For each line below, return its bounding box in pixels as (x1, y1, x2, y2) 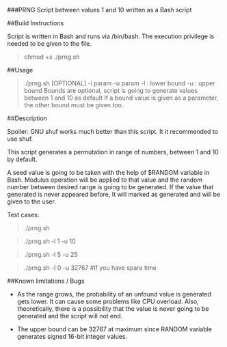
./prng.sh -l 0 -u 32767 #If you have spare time (23, 264, 157, 272)
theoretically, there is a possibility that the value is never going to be (16, 305, 209, 313)
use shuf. (7, 135, 34, 143)
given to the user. (7, 197, 56, 206)
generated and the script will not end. (16, 312, 123, 320)
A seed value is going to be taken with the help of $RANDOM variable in (7, 169, 210, 176)
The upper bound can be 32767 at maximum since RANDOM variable (16, 325, 212, 333)
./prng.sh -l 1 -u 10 (23, 237, 77, 245)
